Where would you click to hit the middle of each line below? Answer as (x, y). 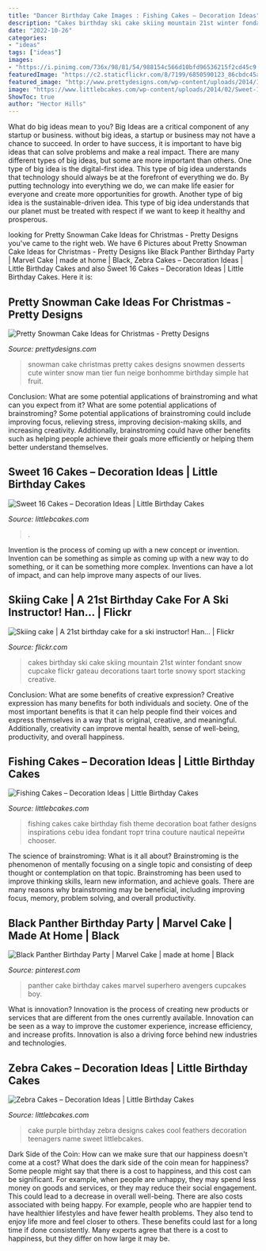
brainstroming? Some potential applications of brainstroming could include (130, 413)
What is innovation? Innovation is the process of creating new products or (129, 1010)
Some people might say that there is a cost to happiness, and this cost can (130, 1171)
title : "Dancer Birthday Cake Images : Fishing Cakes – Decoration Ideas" (134, 15)
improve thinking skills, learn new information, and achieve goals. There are (131, 881)
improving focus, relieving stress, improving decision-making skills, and (125, 421)
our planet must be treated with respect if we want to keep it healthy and (127, 211)
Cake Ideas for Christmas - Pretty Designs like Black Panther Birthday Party (131, 252)
